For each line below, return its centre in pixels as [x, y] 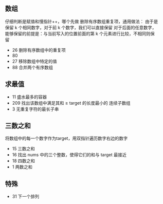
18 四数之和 [24, 161]
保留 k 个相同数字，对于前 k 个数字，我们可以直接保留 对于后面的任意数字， [81, 27]
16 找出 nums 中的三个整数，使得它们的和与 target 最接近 [69, 155]
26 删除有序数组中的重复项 [39, 50]
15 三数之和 [23, 149]
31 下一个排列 [26, 197]
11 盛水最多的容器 [29, 97]
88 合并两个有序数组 [33, 67]
